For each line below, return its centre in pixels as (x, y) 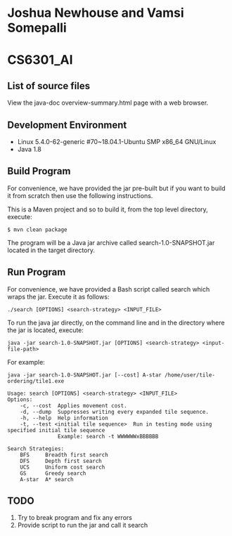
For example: (26, 362)
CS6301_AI (40, 60)
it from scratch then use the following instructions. (80, 195)
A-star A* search (47, 479)
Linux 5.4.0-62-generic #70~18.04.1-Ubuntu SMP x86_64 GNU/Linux (117, 142)
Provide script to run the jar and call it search (83, 525)
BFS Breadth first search (64, 455)
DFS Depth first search (61, 461)
